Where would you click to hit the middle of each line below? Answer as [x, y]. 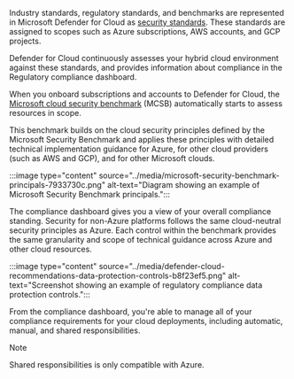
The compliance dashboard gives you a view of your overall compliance [140, 211]
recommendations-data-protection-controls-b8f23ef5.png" [118, 275]
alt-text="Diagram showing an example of [184, 185]
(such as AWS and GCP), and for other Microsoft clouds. [112, 158]
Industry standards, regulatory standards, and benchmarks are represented [147, 13]
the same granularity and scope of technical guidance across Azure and [141, 240]
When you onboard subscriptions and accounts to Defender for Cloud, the [145, 94]
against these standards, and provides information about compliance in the [146, 67]
